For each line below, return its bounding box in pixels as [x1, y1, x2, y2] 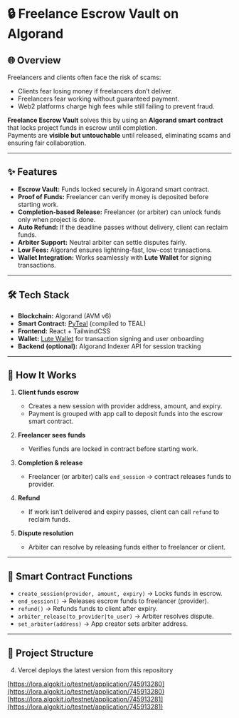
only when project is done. [17, 215, 96, 223]
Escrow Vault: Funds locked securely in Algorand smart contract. [17, 185, 210, 193]
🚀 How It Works [7, 369, 77, 382]
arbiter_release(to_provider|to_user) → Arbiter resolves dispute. [17, 612, 215, 621]
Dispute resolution [17, 529, 74, 537]
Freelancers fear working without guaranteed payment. [17, 94, 180, 103]
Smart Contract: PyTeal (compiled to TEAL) [17, 319, 147, 328]
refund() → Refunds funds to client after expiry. [17, 605, 158, 613]
